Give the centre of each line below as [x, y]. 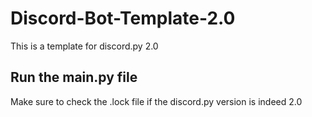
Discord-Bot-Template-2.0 [123, 18]
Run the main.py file [74, 77]
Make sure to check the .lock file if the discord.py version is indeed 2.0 [156, 101]
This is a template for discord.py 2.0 [84, 46]
